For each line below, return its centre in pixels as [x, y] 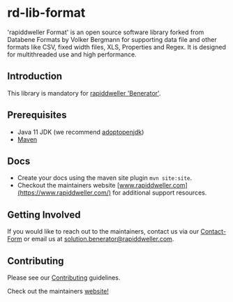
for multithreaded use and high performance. [72, 54]
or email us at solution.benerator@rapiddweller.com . [99, 239]
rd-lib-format [46, 13]
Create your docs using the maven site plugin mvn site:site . [105, 178]
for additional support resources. [160, 192]
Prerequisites [37, 115]
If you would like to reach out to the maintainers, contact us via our [103, 232]
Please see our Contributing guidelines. [64, 278]
